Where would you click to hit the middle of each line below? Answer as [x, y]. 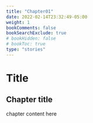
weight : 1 [18, 22]
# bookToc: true [26, 44]
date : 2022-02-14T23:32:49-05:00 [47, 17]
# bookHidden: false [31, 38]
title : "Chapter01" [30, 11]
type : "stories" [26, 50]
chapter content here [32, 114]
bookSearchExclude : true [36, 33]
